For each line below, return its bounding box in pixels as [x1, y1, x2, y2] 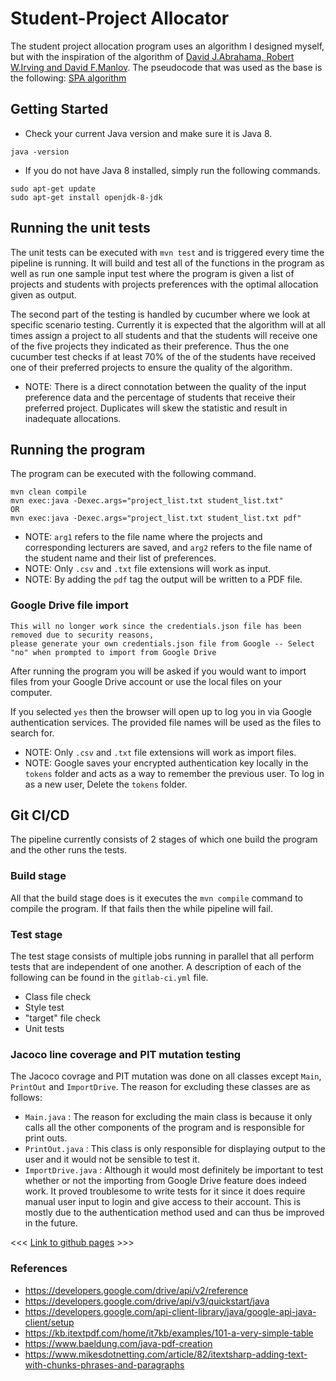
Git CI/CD [10, 807, 70, 824]
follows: [10, 1092, 43, 1104]
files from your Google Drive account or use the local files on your [10, 675, 282, 687]
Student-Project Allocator [10, 7, 230, 30]
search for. [10, 727, 55, 739]
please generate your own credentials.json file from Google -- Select [10, 638, 315, 649]
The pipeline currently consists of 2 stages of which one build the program [10, 833, 318, 846]
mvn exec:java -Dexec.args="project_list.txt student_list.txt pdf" [10, 513, 302, 524]
